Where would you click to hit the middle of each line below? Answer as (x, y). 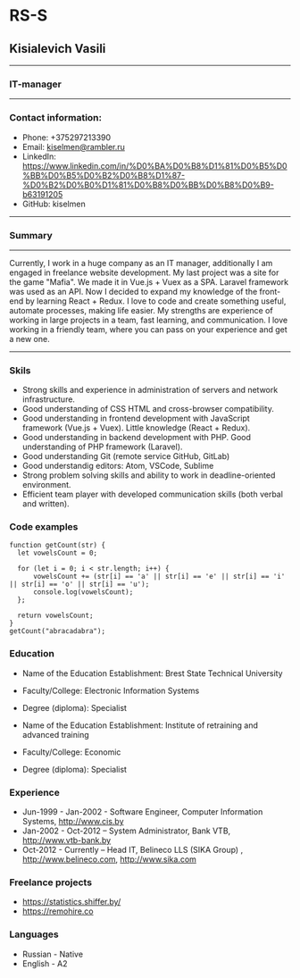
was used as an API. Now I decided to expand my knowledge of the (133, 291)
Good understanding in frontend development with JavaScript (136, 418)
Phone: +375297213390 (67, 137)
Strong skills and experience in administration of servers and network (150, 390)
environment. (46, 485)
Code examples (44, 527)
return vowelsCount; (55, 616)
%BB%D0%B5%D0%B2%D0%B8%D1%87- (104, 175)
